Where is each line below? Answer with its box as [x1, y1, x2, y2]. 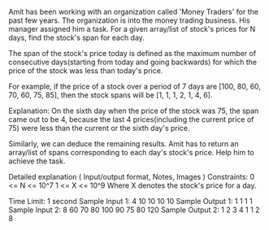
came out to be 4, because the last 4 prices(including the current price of [8, 115, 254, 124]
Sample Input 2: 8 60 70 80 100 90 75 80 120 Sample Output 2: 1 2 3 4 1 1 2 [8, 205, 260, 215]
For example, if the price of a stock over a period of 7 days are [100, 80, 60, [8, 81, 262, 91]
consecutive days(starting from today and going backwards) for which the [8, 57, 258, 67]
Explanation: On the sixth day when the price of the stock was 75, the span [8, 106, 259, 115]
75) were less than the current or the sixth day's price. [8, 124, 190, 132]
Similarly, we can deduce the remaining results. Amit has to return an [8, 139, 240, 149]
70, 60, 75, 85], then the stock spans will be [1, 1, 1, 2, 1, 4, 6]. [8, 90, 213, 100]
